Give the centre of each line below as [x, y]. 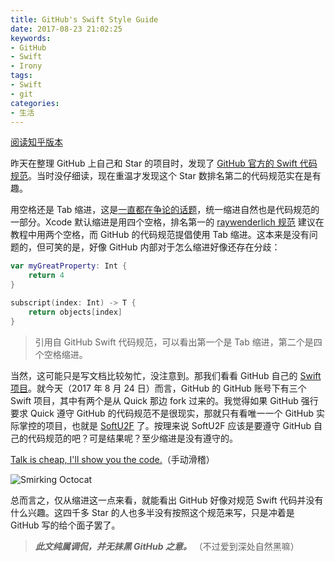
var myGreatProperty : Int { [69, 266]
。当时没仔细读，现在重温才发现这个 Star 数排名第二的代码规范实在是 [170, 176]
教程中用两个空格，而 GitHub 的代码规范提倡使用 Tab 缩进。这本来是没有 [160, 235]
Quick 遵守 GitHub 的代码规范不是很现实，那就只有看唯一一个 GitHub [172, 413]
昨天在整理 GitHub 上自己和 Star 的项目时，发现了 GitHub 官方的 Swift [154, 163]
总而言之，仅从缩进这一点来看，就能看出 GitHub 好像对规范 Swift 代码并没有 [167, 500]
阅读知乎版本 [36, 142]
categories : [35, 103]
